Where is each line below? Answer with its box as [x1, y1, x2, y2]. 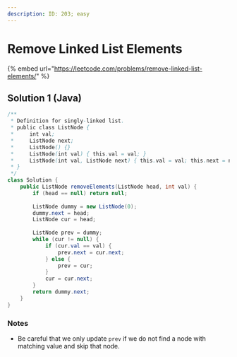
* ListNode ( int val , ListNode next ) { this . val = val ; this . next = [10, 157, 226, 164]
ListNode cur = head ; [32, 216, 97, 223]
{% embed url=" [7, 64, 55, 73]
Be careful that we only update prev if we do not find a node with [17, 334, 207, 343]
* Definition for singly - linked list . [10, 117, 125, 124]
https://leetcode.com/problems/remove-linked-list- [54, 64, 202, 73]
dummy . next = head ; [32, 209, 90, 216]
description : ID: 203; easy [7, 10, 90, 18]
